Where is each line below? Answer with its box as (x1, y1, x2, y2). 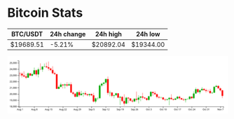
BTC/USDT (11, 30, 43, 38)
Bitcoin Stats (7, 5, 83, 21)
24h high (95, 30, 123, 38)
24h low (135, 30, 160, 38)
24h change (50, 30, 86, 38)
